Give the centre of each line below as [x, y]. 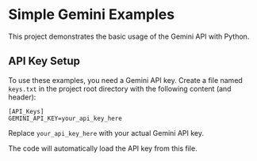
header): [22, 97]
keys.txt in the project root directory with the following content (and [120, 88]
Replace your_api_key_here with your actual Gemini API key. [106, 133]
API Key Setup [44, 61]
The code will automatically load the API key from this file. [103, 148]
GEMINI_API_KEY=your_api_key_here [65, 118]
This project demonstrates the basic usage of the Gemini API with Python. [129, 36]
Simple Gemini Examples [92, 15]
